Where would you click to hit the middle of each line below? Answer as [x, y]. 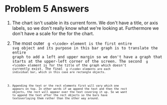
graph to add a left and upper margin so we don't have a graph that [87, 57]
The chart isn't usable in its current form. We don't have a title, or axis [85, 23]
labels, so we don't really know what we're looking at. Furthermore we [86, 28]
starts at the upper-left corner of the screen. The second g [80, 61]
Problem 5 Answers [47, 9]
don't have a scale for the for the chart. [53, 33]
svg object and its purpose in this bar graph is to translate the [85, 48]
